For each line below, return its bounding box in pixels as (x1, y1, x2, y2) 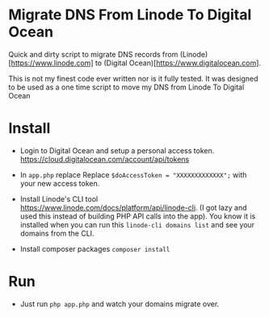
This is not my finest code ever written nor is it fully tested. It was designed (8, 73, 258, 83)
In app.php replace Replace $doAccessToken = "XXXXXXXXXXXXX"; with (19, 169, 247, 179)
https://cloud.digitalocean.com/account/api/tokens (19, 154, 190, 164)
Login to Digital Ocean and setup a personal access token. (19, 145, 215, 155)
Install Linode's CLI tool (19, 194, 99, 203)
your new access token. (19, 178, 100, 188)
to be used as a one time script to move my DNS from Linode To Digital (8, 82, 245, 92)
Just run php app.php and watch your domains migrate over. (19, 298, 220, 308)
